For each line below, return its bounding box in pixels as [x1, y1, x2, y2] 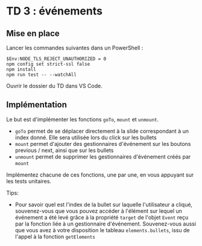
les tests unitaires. [6, 177, 52, 184]
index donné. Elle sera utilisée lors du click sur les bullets [14, 134, 157, 141]
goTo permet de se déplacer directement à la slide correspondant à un [14, 127, 189, 134]
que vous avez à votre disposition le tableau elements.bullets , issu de [14, 226, 190, 233]
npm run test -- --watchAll [6, 72, 77, 78]
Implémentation [6, 99, 68, 110]
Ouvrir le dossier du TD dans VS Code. [6, 83, 103, 89]
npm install [6, 66, 36, 72]
